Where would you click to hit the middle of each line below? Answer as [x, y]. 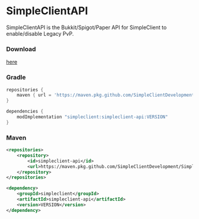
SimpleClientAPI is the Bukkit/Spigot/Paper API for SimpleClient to [86, 27]
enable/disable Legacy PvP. [40, 33]
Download [21, 49]
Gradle [16, 77]
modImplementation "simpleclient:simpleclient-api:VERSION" [92, 117]
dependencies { [25, 112]
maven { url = [34, 95]
